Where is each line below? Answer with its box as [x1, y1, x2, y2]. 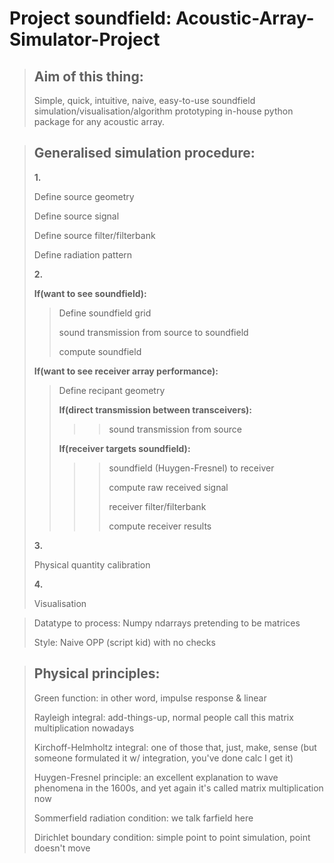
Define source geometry [33, 190, 135, 202]
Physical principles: [33, 665, 161, 682]
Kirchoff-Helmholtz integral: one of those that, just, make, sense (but [33, 741, 317, 753]
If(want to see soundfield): [33, 287, 147, 299]
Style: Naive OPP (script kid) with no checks [33, 636, 216, 648]
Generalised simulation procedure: [33, 145, 256, 162]
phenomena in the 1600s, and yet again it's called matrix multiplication [33, 782, 324, 794]
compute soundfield [58, 345, 142, 357]
